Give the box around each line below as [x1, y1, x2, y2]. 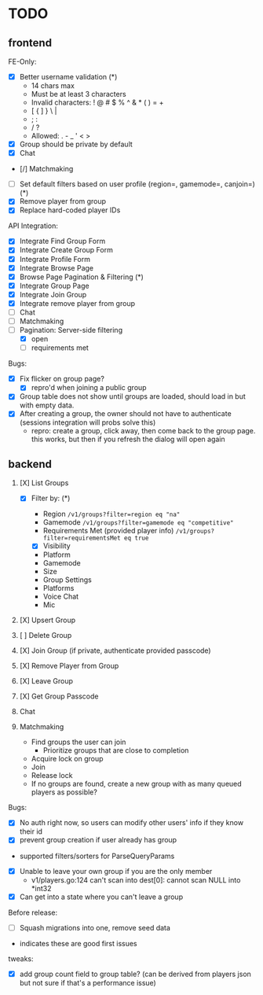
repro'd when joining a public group [31, 383, 147, 392]
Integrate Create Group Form [19, 245, 114, 255]
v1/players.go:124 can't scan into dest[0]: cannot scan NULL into [31, 875, 241, 885]
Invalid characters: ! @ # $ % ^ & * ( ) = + [31, 98, 164, 107]
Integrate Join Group [19, 289, 87, 299]
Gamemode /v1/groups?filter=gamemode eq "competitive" [42, 518, 234, 527]
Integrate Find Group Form [19, 237, 106, 246]
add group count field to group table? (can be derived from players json [19, 969, 251, 978]
